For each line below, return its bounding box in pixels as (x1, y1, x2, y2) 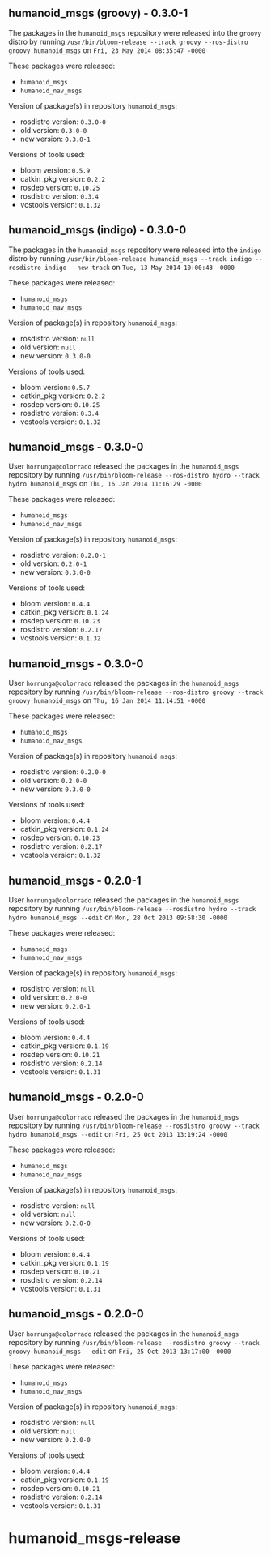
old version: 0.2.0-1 (19, 559, 87, 568)
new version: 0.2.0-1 (19, 1001, 91, 1011)
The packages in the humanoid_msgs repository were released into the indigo (8, 245, 261, 255)
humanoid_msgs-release (8, 1528, 180, 1547)
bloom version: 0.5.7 (19, 382, 91, 392)
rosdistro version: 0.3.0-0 (19, 117, 107, 126)
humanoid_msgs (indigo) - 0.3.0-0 (8, 223, 187, 238)
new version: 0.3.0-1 (19, 134, 91, 144)
